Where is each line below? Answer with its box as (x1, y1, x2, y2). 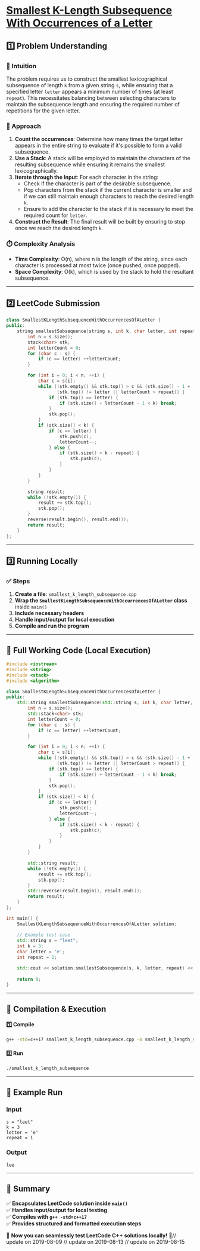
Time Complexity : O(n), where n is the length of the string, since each (14, 255, 187, 263)
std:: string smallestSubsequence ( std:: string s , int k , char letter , (17, 700, 193, 706)
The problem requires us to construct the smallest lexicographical (6, 75, 168, 82)
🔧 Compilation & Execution (6, 1004, 107, 1014)
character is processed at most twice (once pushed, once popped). (14, 262, 180, 269)
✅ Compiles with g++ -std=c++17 (6, 1213, 87, 1220)
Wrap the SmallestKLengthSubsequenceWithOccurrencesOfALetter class (14, 597, 187, 604)
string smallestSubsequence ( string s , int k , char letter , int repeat (17, 328, 196, 335)
